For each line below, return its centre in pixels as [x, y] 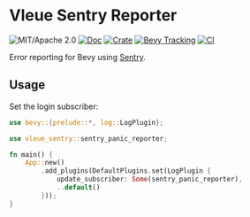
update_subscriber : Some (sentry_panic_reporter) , [149, 179]
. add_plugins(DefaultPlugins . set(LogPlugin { [126, 171]
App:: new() [45, 163]
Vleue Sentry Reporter [93, 15]
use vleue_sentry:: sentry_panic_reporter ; [88, 138]
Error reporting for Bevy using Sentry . [77, 57]
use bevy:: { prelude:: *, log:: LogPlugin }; [87, 122]
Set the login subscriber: [54, 106]
